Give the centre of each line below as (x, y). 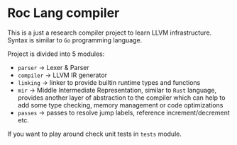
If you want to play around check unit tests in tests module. (95, 134)
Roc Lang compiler (64, 13)
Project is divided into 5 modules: (56, 54)
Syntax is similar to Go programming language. (75, 40)
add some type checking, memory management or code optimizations (120, 105)
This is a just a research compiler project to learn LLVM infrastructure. (110, 33)
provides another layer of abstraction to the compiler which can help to (121, 98)
